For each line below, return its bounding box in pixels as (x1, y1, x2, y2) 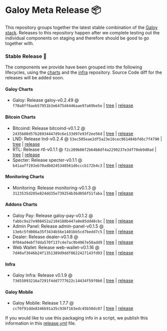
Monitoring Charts (5, 174, 44, 180)
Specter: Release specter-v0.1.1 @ (12, 157, 82, 163)
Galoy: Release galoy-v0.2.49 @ (12, 97, 79, 103)
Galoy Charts (5, 86, 33, 92)
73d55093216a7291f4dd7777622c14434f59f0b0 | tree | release (12, 278, 133, 284)
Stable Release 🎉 (5, 52, 47, 59)
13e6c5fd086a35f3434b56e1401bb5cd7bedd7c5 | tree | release (12, 229, 133, 235)
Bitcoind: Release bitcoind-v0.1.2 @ (12, 125, 85, 131)
